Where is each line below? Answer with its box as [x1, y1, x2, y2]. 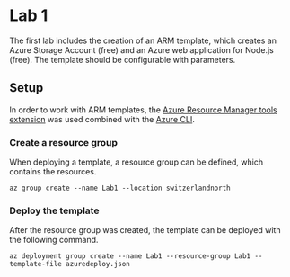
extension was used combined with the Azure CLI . [9, 113, 195, 124]
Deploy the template [9, 204, 100, 217]
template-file [9, 260, 63, 269]
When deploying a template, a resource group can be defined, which [9, 156, 263, 167]
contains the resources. [9, 166, 97, 177]
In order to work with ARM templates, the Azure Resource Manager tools [9, 104, 277, 115]
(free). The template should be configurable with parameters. [9, 54, 236, 65]
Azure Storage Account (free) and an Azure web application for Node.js [9, 44, 274, 55]
